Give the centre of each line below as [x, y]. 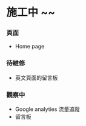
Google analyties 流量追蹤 [48, 109]
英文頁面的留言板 [36, 78]
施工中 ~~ [31, 12]
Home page [30, 47]
